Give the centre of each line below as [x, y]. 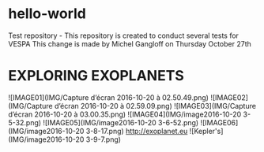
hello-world [47, 14]
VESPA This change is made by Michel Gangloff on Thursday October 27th [130, 43]
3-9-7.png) [103, 139]
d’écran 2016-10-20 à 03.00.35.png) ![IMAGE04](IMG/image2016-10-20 [125, 114]
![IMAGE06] [219, 122]
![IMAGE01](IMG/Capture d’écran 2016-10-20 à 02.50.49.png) [109, 97]
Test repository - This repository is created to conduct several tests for [124, 35]
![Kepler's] [206, 131]
